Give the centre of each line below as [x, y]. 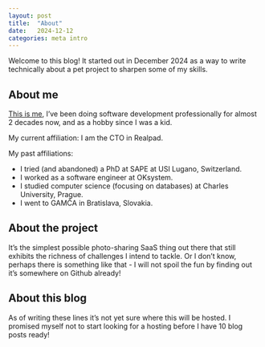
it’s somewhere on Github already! [65, 272]
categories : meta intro [48, 38]
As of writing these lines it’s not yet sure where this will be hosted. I [120, 317]
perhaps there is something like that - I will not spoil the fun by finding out [130, 264]
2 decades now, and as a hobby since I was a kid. [90, 123]
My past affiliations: [41, 154]
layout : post [30, 16]
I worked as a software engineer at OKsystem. [96, 178]
